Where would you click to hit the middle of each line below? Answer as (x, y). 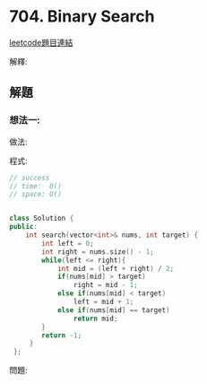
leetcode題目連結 (41, 42)
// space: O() (36, 195)
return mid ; (95, 319)
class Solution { (42, 218)
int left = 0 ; (68, 243)
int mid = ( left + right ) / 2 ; (116, 268)
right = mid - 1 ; (106, 285)
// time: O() (36, 186)
